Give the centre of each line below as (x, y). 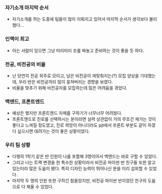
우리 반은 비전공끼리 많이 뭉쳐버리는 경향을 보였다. (66, 81)
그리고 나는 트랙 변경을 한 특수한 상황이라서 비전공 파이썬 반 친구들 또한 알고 (84, 162)
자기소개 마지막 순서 (27, 7)
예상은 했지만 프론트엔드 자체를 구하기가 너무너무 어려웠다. (67, 113)
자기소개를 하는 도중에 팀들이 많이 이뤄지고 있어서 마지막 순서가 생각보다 (80, 19)
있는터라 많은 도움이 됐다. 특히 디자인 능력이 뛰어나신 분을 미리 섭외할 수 (80, 169)
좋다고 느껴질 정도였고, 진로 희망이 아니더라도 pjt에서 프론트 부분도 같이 (79, 125)
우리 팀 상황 (18, 145)
